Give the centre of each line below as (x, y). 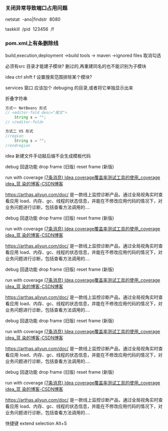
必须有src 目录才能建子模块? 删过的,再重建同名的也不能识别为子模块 (76, 66)
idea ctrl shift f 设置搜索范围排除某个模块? (49, 77)
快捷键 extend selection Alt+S (36, 423)
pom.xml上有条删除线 (32, 43)
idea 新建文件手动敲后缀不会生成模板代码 (48, 156)
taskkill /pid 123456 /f (30, 29)
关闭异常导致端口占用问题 (36, 8)
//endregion (18, 146)
